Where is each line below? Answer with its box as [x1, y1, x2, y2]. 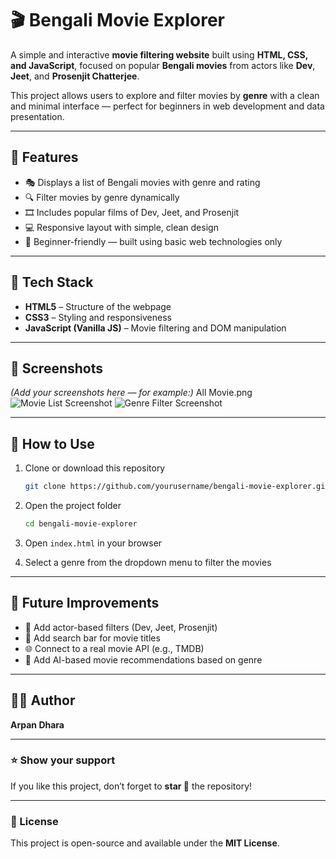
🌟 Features [10, 149, 79, 166]
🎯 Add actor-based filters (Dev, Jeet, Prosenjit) [24, 621, 218, 633]
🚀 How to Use [10, 435, 95, 452]
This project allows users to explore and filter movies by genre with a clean [10, 89, 320, 101]
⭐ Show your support [10, 753, 116, 767]
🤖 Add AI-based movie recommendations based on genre [24, 653, 263, 666]
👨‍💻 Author [10, 692, 76, 709]
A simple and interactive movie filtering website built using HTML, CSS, [10, 48, 308, 61]
